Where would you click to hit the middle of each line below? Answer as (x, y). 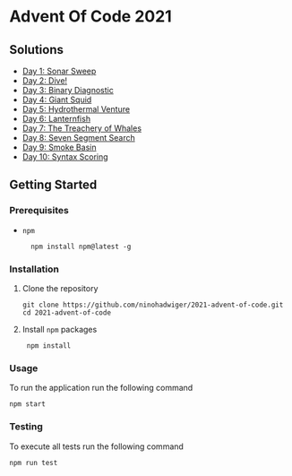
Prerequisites (39, 211)
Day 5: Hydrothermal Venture (76, 109)
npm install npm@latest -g (81, 247)
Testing (26, 427)
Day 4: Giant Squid (57, 100)
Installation (34, 269)
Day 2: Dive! (45, 81)
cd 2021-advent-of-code (67, 312)
